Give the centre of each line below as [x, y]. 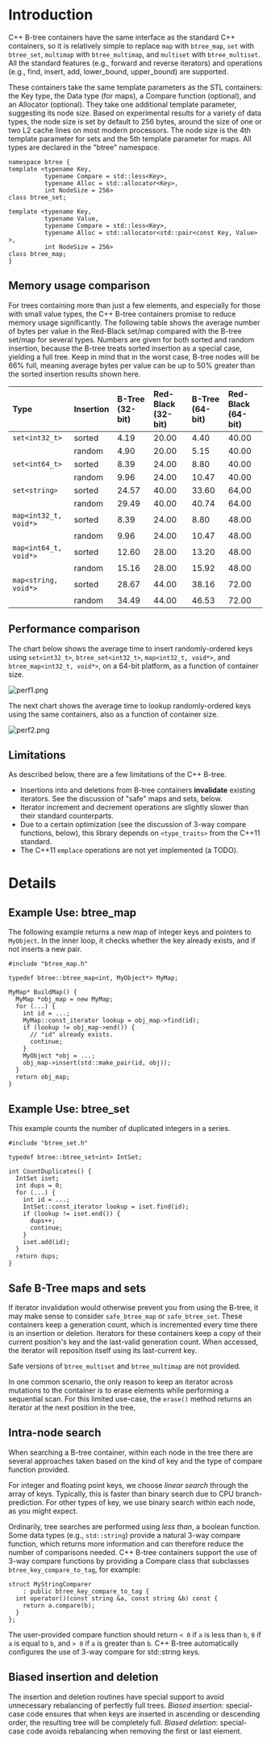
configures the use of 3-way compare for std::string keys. [104, 1652]
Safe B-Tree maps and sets [77, 1288]
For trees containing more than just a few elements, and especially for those [135, 305]
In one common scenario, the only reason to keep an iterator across [121, 1382]
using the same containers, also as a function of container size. [114, 714]
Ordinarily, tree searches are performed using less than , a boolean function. [134, 1526]
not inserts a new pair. [45, 949]
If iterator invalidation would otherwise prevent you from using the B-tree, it [133, 1307]
